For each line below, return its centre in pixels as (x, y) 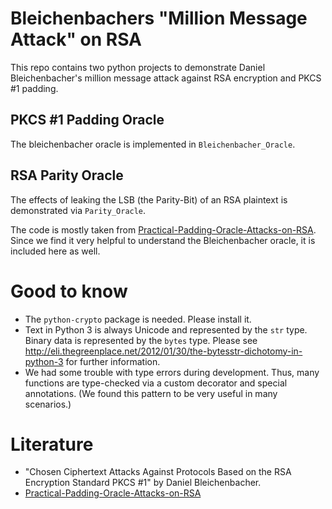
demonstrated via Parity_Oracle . (78, 210)
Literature (52, 444)
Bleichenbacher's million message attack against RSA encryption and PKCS (166, 78)
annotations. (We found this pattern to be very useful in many (151, 393)
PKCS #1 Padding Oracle (87, 120)
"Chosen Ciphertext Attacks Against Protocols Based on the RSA (158, 472)
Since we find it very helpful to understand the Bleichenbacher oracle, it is (163, 240)
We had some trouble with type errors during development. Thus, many (172, 372)
